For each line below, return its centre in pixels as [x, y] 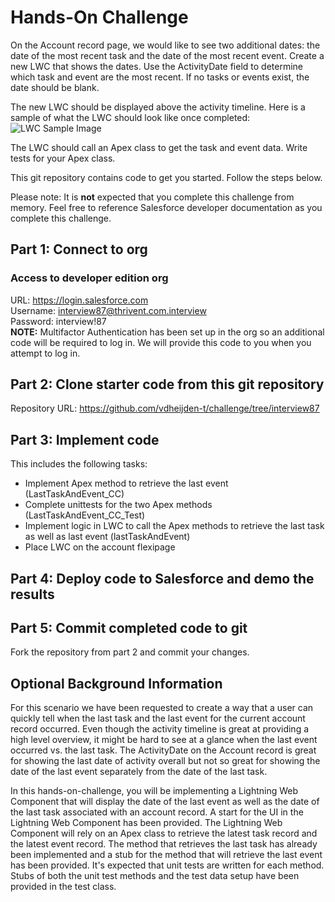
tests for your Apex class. [63, 158]
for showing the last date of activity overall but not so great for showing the [165, 761]
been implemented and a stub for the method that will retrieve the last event [166, 855]
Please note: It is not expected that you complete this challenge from [152, 197]
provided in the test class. [63, 887]
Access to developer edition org [89, 278]
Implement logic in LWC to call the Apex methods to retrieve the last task [174, 526]
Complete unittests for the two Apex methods [118, 505]
